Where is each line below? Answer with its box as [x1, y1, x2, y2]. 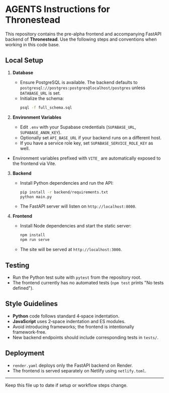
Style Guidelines [5, 299, 58, 308]
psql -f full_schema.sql [20, 105, 72, 110]
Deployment [5, 349, 45, 358]
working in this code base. [5, 41, 60, 47]
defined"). [12, 285, 34, 291]
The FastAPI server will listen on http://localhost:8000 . [20, 203, 137, 209]
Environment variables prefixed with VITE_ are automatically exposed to [12, 155, 161, 161]
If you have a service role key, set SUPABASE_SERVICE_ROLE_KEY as [20, 140, 153, 146]
